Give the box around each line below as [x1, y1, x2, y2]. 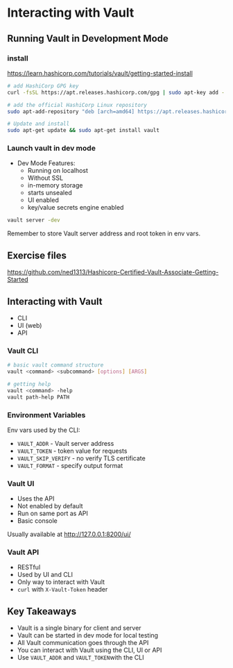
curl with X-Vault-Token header [17, 585, 108, 594]
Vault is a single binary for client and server [17, 624, 141, 633]
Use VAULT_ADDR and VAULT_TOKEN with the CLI [17, 653, 144, 662]
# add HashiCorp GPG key [7, 82, 79, 90]
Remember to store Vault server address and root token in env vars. [7, 229, 201, 237]
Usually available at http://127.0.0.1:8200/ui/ [7, 530, 132, 539]
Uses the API [17, 494, 55, 503]
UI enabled [27, 196, 59, 204]
